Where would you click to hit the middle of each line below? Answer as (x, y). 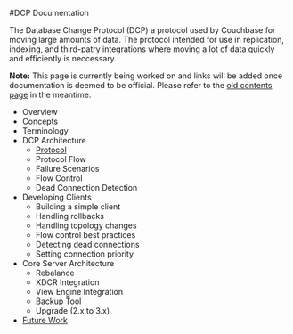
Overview (40, 112)
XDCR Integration (67, 282)
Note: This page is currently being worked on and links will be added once (146, 76)
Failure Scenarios (67, 169)
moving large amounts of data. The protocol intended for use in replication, (147, 40)
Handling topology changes (86, 225)
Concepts (40, 121)
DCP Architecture (54, 140)
